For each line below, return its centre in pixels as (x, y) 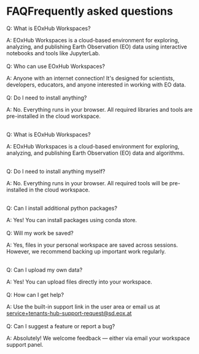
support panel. (25, 344)
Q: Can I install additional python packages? (62, 208)
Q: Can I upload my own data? (45, 270)
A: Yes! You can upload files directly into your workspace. (79, 282)
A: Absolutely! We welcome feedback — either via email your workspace (98, 338)
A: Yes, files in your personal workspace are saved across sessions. (92, 245)
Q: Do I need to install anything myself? (56, 171)
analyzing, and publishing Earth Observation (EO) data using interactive (97, 47)
